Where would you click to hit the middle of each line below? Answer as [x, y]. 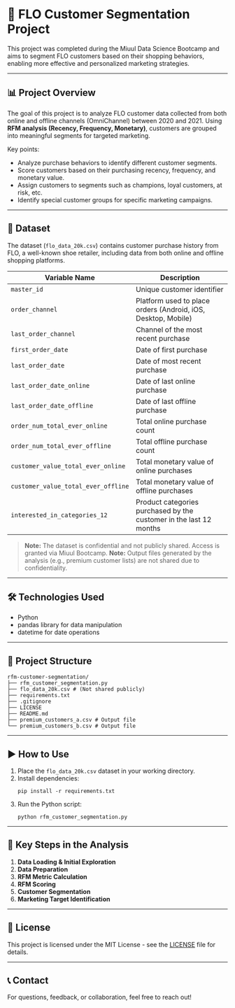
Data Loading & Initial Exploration [66, 862]
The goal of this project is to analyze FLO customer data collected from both [117, 113]
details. [18, 952]
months [148, 528]
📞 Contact [28, 980]
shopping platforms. [36, 260]
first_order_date [40, 350]
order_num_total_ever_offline [61, 446]
